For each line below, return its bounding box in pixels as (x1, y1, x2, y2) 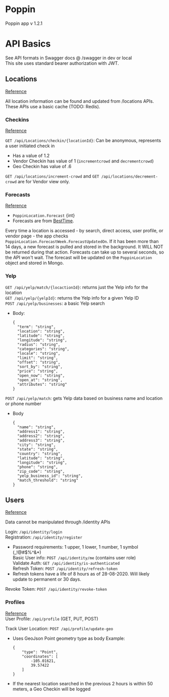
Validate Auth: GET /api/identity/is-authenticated (12, 560, 120, 566)
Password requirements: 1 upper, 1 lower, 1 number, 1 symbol (12, 544, 139, 550)
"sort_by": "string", (17, 364, 63, 369)
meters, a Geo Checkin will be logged (12, 686, 91, 692)
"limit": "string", (17, 355, 58, 360)
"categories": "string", (17, 346, 70, 351)
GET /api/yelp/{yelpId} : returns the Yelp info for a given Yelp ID (5, 295, 139, 301)
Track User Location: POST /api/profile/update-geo (5, 625, 114, 631)
